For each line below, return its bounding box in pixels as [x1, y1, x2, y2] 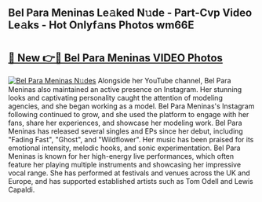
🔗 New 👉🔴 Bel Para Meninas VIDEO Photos [8, 51, 224, 64]
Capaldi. [8, 185, 35, 194]
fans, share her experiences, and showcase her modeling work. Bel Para [8, 118, 242, 127]
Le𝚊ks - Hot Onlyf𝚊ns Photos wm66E [8, 19, 195, 32]
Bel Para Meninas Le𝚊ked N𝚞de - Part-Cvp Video [8, 6, 253, 20]
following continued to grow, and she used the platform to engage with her [8, 110, 249, 119]
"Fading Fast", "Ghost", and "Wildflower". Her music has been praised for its [8, 135, 254, 144]
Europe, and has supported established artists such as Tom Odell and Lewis [8, 177, 253, 185]
